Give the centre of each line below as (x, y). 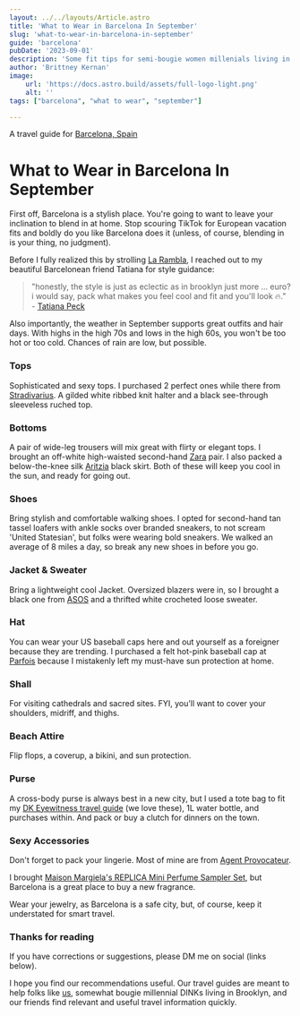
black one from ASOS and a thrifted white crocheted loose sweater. (133, 599)
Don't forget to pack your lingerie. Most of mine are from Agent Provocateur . (150, 859)
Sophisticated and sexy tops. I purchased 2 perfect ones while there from (145, 385)
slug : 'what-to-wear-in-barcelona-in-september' (102, 34)
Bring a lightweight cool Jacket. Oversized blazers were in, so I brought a (144, 589)
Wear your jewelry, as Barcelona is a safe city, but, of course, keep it (136, 904)
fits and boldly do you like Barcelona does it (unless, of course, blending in (147, 233)
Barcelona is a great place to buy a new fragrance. (103, 886)
